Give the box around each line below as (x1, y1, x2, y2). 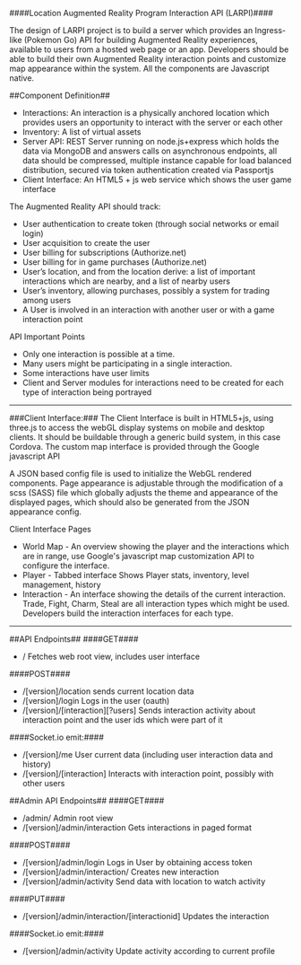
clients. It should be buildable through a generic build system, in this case (9, 432, 280, 443)
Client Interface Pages (9, 524, 91, 534)
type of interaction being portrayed (21, 387, 152, 398)
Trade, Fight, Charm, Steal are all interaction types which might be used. (21, 599, 289, 609)
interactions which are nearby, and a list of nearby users (21, 276, 231, 286)
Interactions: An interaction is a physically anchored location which (21, 108, 271, 118)
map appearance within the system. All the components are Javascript (9, 63, 271, 74)
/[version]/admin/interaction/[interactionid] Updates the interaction (21, 911, 270, 921)
